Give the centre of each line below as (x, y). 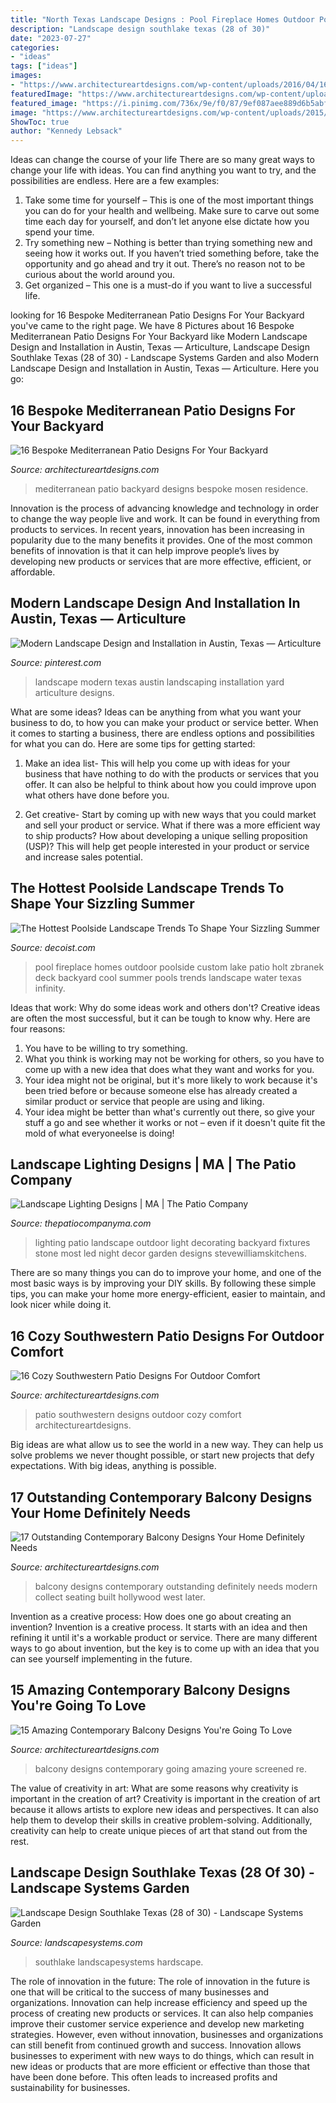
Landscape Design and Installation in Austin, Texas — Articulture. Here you (165, 368)
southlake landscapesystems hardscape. (119, 1962)
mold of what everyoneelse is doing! (99, 1133)
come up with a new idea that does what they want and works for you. (169, 1069)
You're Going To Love (78, 1706)
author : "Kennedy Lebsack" (66, 131)
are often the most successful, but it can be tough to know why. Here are (160, 1018)
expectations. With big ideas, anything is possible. (113, 1466)
